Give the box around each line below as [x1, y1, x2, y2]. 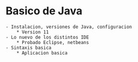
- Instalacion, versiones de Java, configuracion [5, 24, 133, 30]
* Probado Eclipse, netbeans [16, 39, 89, 45]
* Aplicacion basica [16, 49, 68, 56]
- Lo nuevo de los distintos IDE [5, 34, 89, 40]
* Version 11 [16, 29, 49, 35]
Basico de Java [5, 4, 83, 18]
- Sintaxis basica [5, 45, 52, 51]
